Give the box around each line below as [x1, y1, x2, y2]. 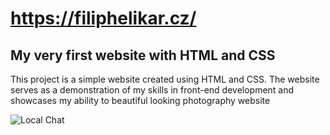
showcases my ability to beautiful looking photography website [10, 95, 271, 106]
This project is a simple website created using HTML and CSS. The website [10, 73, 320, 85]
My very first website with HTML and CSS [10, 47, 276, 64]
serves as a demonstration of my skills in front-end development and [10, 84, 295, 96]
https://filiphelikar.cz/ [10, 7, 197, 30]
